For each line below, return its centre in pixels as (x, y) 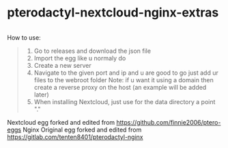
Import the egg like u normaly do (80, 58)
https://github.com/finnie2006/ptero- (169, 122)
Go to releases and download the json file (92, 51)
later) (41, 95)
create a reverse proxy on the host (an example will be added (120, 87)
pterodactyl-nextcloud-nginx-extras (113, 13)
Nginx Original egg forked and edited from (82, 129)
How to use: (24, 37)
